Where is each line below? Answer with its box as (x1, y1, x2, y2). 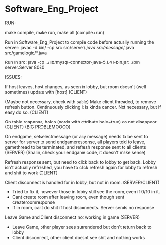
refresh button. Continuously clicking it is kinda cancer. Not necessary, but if (5, 104, 161, 110)
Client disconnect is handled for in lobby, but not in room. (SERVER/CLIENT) (5, 179, 160, 185)
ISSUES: (5, 74, 22, 80)
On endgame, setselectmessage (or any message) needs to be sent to (5, 133, 148, 139)
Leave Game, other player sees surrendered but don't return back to (12, 224, 152, 230)
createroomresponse (12, 199, 55, 205)
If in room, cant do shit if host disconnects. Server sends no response (12, 204, 155, 210)
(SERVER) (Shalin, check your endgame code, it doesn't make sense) (5, 149, 146, 155)
